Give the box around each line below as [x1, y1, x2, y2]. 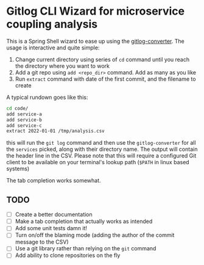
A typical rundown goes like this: [6, 93, 88, 101]
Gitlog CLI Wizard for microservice [6, 4, 185, 18]
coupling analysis [6, 17, 98, 31]
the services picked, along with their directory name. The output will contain [6, 145, 198, 153]
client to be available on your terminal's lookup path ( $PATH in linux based [6, 159, 190, 166]
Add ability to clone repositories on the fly [15, 252, 121, 259]
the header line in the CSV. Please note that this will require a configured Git [6, 152, 197, 159]
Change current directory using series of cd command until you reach [15, 56, 190, 63]
